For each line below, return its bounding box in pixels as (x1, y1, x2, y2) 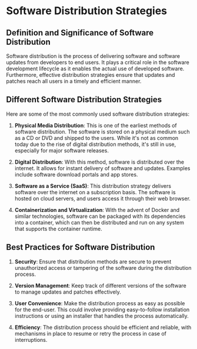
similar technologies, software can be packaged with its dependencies (14, 213, 186, 220)
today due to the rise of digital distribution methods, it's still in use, (14, 141, 176, 148)
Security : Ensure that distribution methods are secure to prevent (14, 258, 172, 265)
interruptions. (14, 336, 48, 343)
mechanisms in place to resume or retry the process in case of (14, 330, 166, 337)
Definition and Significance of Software (6, 28, 154, 38)
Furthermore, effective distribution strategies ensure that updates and (6, 71, 175, 78)
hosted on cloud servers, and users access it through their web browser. (14, 195, 191, 202)
